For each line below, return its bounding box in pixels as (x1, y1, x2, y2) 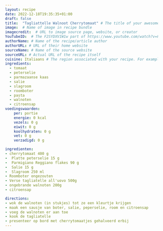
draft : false (5, 16, 32, 21)
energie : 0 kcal (14, 115, 47, 120)
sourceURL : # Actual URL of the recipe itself (5, 52, 101, 57)
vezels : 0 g (14, 120, 38, 125)
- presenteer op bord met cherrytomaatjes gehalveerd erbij (5, 219, 130, 224)
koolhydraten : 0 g (14, 129, 51, 134)
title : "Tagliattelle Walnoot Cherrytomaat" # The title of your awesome (5, 20, 160, 26)
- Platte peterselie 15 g (5, 156, 60, 161)
